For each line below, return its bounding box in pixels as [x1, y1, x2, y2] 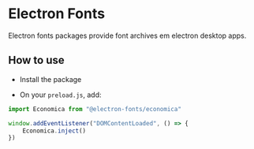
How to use [8, 54, 65, 67]
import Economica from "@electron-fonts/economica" [8, 105, 181, 113]
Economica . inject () [22, 127, 87, 135]
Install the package [19, 74, 82, 84]
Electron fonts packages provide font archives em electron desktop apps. [8, 31, 247, 40]
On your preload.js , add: [19, 90, 102, 99]
